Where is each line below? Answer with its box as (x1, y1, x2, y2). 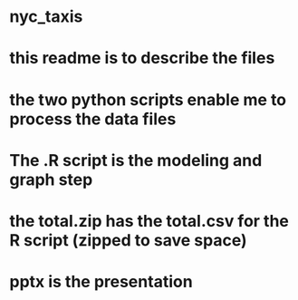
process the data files (9, 109, 177, 129)
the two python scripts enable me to (9, 89, 287, 110)
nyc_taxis (9, 6, 83, 27)
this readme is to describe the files (9, 48, 275, 69)
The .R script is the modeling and (9, 150, 263, 170)
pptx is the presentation (9, 272, 193, 292)
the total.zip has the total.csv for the (9, 210, 290, 231)
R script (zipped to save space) (9, 229, 247, 250)
